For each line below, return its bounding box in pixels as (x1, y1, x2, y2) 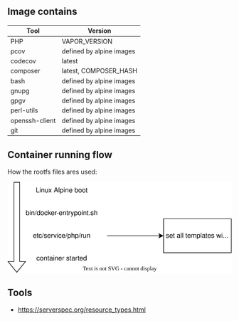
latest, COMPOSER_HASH (61, 67, 137, 75)
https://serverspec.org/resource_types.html (17, 305, 146, 314)
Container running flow (7, 149, 112, 161)
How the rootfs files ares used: (7, 167, 97, 177)
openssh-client (10, 116, 56, 125)
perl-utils (10, 106, 38, 115)
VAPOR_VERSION (61, 37, 112, 46)
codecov (10, 57, 37, 65)
